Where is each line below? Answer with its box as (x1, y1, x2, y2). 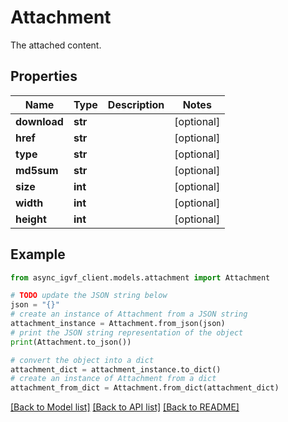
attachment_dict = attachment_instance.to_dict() (10, 364, 222, 375)
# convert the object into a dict (10, 355, 155, 365)
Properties (10, 68, 78, 85)
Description (107, 97, 165, 111)
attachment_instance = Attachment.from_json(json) (10, 319, 226, 329)
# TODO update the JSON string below (10, 291, 168, 301)
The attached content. (10, 39, 102, 51)
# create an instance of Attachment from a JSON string (10, 309, 248, 320)
